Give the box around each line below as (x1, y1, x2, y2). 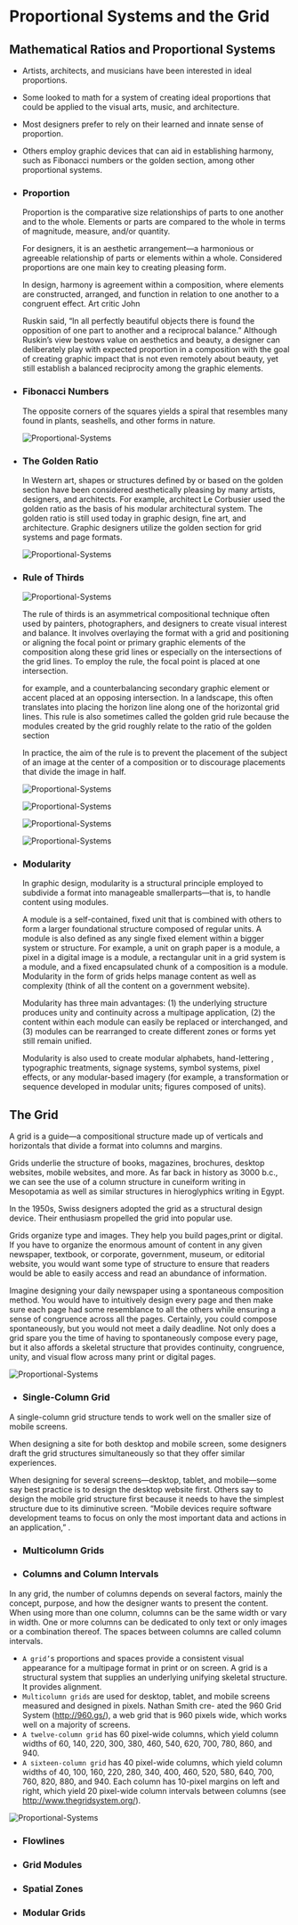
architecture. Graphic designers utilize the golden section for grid (21, 522, 262, 532)
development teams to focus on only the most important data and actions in (9, 1512, 287, 1523)
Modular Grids (21, 1906, 86, 1919)
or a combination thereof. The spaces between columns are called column (9, 1625, 282, 1637)
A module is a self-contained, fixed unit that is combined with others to (21, 914, 282, 925)
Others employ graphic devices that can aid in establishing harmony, (21, 145, 274, 156)
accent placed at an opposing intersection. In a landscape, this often (21, 693, 274, 703)
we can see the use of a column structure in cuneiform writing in (9, 1177, 246, 1188)
